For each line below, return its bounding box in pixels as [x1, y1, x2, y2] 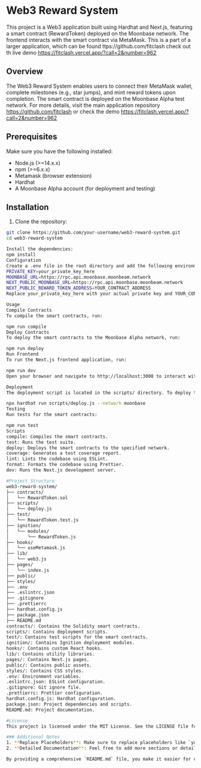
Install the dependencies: [6, 246, 74, 252]
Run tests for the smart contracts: [6, 412, 98, 418]
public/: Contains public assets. [6, 662, 93, 668]
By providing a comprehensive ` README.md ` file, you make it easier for [6, 756, 191, 762]
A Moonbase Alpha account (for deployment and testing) [14, 184, 156, 192]
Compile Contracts [6, 307, 52, 313]
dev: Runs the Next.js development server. [6, 467, 117, 473]
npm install [6, 252, 36, 258]
